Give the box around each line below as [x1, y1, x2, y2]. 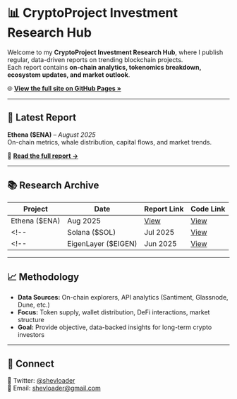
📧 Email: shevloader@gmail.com [7, 384, 101, 393]
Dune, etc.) [17, 300, 51, 309]
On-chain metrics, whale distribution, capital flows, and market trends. [7, 137, 212, 146]
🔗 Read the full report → [7, 152, 79, 160]
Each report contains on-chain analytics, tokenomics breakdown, [7, 63, 202, 71]
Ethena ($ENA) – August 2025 [7, 130, 97, 139]
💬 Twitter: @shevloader [7, 376, 75, 385]
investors [17, 331, 44, 339]
